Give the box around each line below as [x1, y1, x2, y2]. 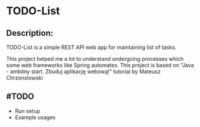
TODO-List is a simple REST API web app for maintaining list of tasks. [6, 44, 177, 51]
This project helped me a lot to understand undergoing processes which [6, 55, 184, 62]
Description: [6, 28, 54, 38]
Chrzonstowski [6, 75, 43, 81]
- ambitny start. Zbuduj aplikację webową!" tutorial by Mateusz [6, 68, 161, 75]
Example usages [14, 113, 56, 120]
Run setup [14, 107, 41, 114]
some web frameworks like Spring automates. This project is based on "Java [6, 61, 194, 69]
